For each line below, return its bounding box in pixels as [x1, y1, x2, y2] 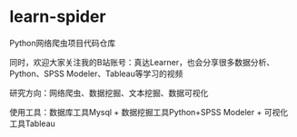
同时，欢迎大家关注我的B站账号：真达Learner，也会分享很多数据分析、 [9, 56, 275, 67]
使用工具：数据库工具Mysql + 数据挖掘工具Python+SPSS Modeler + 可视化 [9, 106, 289, 117]
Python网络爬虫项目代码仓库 [9, 37, 116, 48]
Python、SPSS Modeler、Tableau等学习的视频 [9, 68, 183, 79]
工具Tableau [9, 118, 56, 129]
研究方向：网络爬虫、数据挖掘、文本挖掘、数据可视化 [9, 87, 209, 98]
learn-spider [9, 6, 106, 27]
